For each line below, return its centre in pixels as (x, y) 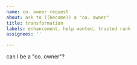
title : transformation (35, 23)
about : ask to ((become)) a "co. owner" (58, 17)
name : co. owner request (37, 12)
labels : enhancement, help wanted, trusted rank (68, 29)
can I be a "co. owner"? (36, 57)
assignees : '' (24, 34)
